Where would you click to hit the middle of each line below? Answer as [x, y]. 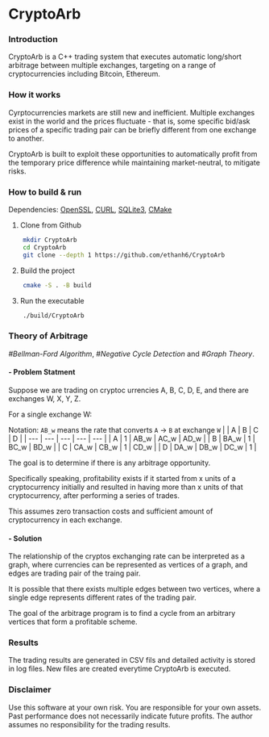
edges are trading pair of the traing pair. [74, 573]
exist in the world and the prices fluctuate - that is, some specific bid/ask [129, 121]
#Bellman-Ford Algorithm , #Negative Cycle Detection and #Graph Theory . [132, 354]
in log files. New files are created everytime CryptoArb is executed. [120, 669]
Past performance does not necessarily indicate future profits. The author [131, 716]
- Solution [25, 538]
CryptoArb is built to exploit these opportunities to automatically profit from [133, 153]
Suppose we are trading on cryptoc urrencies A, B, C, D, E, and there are [129, 390]
